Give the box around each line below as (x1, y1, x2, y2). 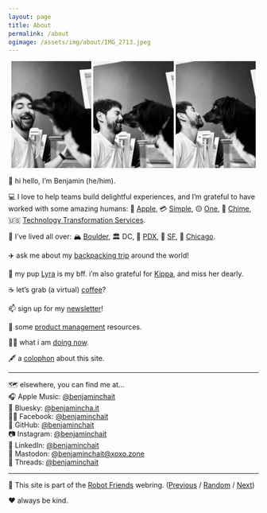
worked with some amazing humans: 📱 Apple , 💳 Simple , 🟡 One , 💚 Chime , (8, 204, 252, 214)
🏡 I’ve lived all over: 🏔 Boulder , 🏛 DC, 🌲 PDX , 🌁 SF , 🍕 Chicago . (8, 231, 216, 242)
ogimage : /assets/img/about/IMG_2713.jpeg (8, 38, 151, 46)
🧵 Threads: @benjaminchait (8, 457, 99, 467)
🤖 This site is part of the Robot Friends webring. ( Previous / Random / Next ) (8, 480, 255, 490)
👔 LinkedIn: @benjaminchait (8, 441, 99, 450)
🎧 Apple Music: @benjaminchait (8, 392, 116, 402)
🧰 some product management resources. (8, 322, 142, 332)
